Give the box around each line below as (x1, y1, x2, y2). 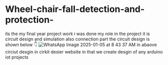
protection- (5, 14, 54, 25)
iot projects (5, 54, 29, 60)
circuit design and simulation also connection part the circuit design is (5, 36, 150, 42)
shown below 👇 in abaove (5, 41, 157, 47)
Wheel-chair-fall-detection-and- (5, 3, 145, 15)
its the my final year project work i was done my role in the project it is (5, 30, 150, 36)
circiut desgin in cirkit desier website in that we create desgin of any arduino (5, 48, 163, 54)
